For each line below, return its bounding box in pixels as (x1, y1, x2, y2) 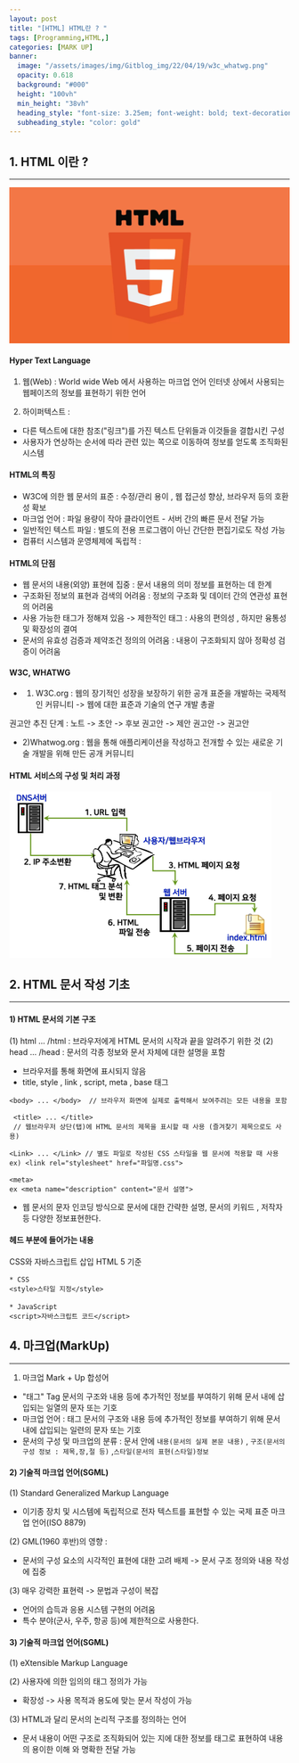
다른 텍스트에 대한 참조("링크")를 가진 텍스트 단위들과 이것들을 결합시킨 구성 (21, 424, 285, 436)
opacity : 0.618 (17, 71, 74, 80)
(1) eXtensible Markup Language (9, 1658, 128, 1668)
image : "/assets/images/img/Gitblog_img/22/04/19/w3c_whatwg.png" (17, 62, 269, 70)
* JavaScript (9, 1302, 58, 1311)
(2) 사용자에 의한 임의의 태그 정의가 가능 (9, 1676, 149, 1687)
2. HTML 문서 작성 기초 (9, 977, 131, 993)
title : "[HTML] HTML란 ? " (9, 23, 108, 33)
